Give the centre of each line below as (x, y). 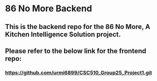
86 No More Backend (49, 9)
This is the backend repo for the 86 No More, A (78, 27)
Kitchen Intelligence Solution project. (63, 34)
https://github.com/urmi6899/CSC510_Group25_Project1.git (79, 73)
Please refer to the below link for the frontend (76, 51)
